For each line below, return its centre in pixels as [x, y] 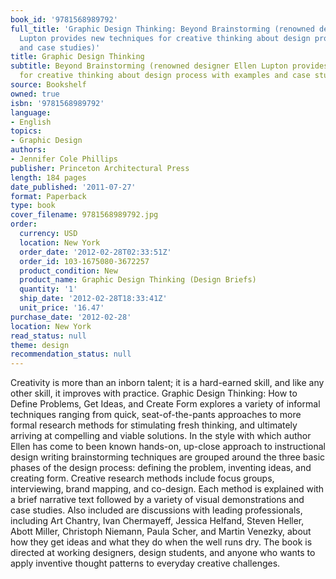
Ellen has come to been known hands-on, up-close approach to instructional [168, 447]
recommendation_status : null [71, 354]
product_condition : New [68, 271]
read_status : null [48, 336]
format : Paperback [48, 196]
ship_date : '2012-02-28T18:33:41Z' [93, 299]
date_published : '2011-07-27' [73, 187]
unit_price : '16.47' [62, 308]
